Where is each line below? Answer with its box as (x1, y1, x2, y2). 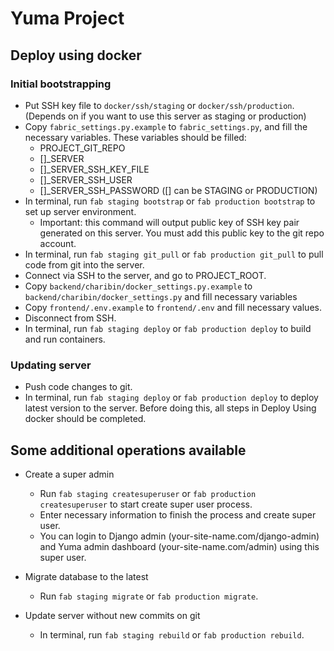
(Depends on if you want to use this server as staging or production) (24, 110, 307, 122)
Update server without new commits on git (24, 609, 201, 621)
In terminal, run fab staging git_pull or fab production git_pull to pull (24, 248, 324, 260)
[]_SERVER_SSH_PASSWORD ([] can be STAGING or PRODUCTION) (39, 184, 318, 196)
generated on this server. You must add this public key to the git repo (39, 227, 325, 239)
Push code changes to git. (24, 381, 133, 393)
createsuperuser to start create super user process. (39, 498, 253, 510)
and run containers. (24, 333, 106, 345)
